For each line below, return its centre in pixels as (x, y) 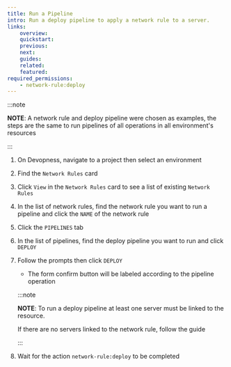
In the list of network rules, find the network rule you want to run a (112, 207)
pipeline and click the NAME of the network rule (83, 214)
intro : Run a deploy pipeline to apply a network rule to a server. (109, 20)
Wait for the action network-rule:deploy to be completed (98, 357)
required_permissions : (40, 78)
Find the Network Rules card (57, 173)
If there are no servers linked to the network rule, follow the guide (111, 329)
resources (22, 133)
